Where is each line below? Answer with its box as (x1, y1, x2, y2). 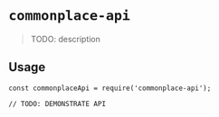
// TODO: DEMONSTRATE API (8, 99, 106, 108)
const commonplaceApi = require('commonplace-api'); (8, 84, 212, 93)
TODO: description (30, 33, 101, 44)
